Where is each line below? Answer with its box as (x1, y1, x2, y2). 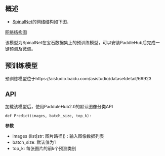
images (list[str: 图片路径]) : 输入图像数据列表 (12, 133, 104, 139)
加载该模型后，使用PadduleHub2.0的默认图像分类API (5, 104, 113, 110)
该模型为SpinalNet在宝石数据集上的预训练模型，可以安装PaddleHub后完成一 (5, 39, 160, 45)
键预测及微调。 (5, 46, 36, 52)
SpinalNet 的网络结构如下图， (12, 19, 72, 25)
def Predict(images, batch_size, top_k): (5, 114, 92, 119)
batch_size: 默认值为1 (12, 139, 56, 145)
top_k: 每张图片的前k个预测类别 (12, 146, 77, 152)
